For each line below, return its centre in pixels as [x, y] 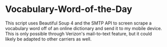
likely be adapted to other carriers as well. [48, 39]
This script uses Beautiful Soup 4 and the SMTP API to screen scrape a [78, 23]
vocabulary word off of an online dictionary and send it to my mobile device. [84, 28]
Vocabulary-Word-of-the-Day [69, 9]
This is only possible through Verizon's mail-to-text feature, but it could [79, 33]
